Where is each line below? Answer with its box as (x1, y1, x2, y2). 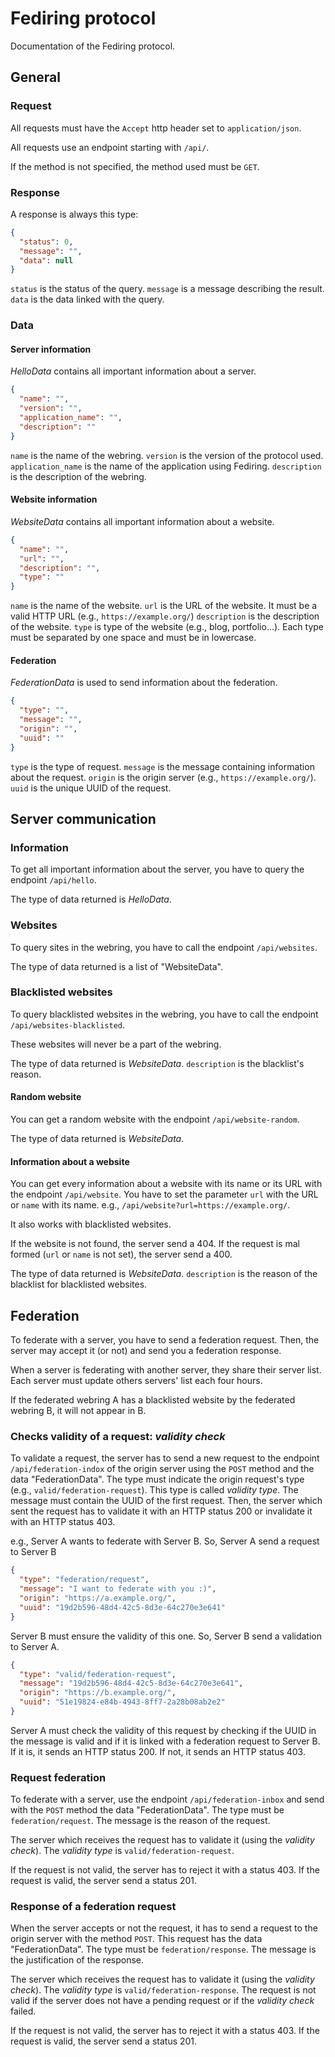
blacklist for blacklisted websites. (10, 1278, 148, 1291)
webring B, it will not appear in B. (10, 1405, 147, 1417)
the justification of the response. (10, 1954, 145, 1966)
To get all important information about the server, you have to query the (10, 863, 305, 876)
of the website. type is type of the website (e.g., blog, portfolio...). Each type (10, 621, 325, 633)
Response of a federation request (10, 1900, 177, 1914)
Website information (10, 493, 98, 506)
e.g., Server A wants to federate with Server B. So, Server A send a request (10, 1535, 320, 1547)
